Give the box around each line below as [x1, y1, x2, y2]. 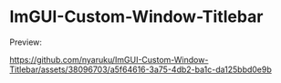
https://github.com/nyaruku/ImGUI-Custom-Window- [9, 54, 209, 65]
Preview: [9, 36, 43, 47]
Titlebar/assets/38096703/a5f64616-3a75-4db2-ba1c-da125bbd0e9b [9, 64, 272, 75]
